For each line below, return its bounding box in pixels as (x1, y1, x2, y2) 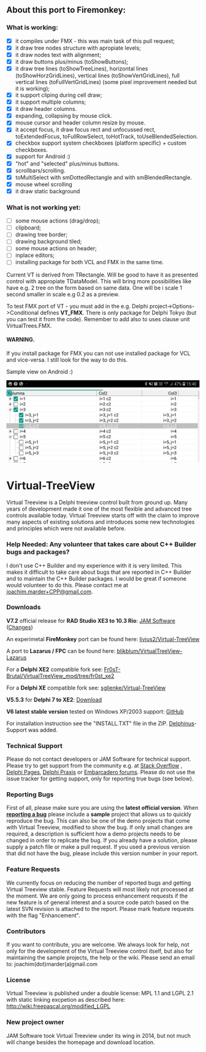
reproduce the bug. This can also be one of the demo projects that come (6, 817, 190, 825)
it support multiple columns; (15, 98, 86, 106)
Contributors (6, 927, 46, 936)
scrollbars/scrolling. (15, 167, 66, 174)
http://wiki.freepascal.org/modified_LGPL (6, 1002, 110, 1010)
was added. (28, 726, 58, 733)
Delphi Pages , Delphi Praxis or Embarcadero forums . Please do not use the (6, 769, 196, 776)
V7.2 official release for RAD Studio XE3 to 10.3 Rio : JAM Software (6, 617, 176, 624)
